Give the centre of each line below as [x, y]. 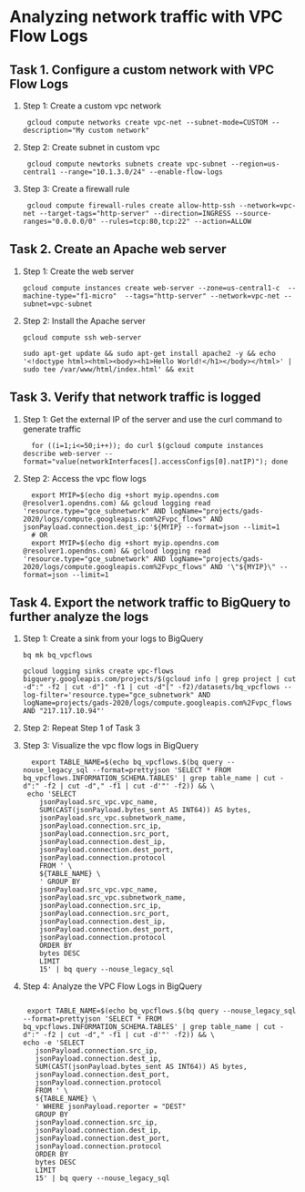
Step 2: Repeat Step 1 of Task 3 [81, 728]
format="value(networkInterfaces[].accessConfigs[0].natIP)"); [145, 462]
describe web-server [61, 453]
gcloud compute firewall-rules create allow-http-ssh [131, 206]
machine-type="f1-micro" [70, 296]
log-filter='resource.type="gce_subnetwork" [108, 695]
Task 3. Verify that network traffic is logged [135, 397]
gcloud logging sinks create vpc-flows [98, 671]
